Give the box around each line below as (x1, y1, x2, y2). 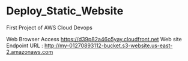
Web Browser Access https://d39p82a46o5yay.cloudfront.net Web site (6, 35, 182, 42)
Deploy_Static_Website (6, 4, 124, 18)
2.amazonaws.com (6, 48, 53, 55)
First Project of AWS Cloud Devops (6, 24, 93, 31)
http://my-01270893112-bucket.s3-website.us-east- (44, 42, 173, 49)
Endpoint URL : (6, 42, 43, 49)
